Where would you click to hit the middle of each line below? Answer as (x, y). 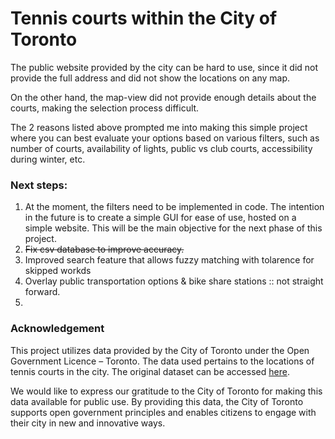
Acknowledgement (57, 329)
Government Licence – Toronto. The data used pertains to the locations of (162, 361)
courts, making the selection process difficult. (105, 108)
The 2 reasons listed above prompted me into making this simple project (159, 127)
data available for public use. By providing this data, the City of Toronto (157, 401)
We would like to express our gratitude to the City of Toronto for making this (166, 391)
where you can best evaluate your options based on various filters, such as (165, 138)
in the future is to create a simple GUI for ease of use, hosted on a (160, 218)
